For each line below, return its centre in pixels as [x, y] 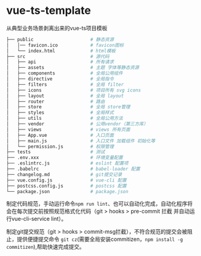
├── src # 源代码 [58, 56]
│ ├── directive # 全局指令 [60, 79]
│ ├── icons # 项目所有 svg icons [74, 90]
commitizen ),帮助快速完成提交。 [45, 247]
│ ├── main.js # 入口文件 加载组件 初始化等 [81, 141]
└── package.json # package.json [68, 191]
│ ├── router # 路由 [56, 101]
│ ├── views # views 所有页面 [68, 130]
